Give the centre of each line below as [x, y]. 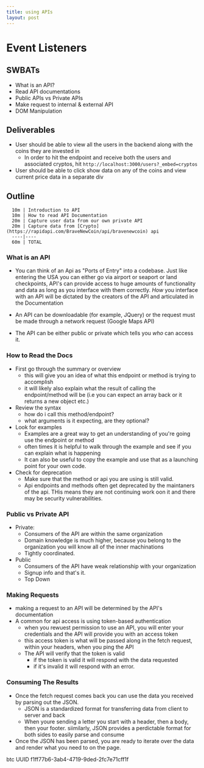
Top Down [37, 579]
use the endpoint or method [59, 440]
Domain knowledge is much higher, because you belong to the [103, 541]
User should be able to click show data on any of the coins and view [101, 171]
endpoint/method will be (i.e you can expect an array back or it [103, 394]
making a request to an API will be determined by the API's [89, 608]
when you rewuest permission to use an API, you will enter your [104, 628]
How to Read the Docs [40, 355]
